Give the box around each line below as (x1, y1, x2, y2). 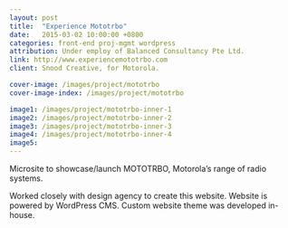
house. (9, 210, 35, 220)
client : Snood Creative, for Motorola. (9, 64, 160, 73)
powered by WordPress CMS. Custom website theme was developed (9, 200, 267, 211)
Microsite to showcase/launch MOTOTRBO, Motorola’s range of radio (9, 164, 267, 174)
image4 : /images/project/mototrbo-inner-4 (9, 130, 172, 139)
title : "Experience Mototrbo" (9, 22, 128, 31)
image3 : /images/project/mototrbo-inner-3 (9, 121, 172, 131)
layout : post (9, 13, 59, 23)
